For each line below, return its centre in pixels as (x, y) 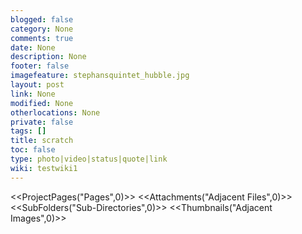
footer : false (40, 66)
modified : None (42, 103)
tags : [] (28, 131)
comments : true (42, 38)
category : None (42, 29)
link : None (33, 94)
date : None (33, 47)
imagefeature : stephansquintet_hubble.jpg (100, 76)
